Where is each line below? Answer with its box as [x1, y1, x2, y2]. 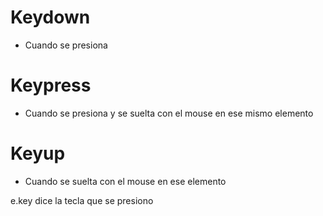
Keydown [10, 6, 91, 29]
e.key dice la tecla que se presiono [10, 194, 154, 206]
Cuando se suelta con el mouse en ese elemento [24, 175, 227, 187]
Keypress [10, 74, 92, 97]
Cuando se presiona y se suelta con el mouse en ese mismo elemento [24, 107, 314, 119]
